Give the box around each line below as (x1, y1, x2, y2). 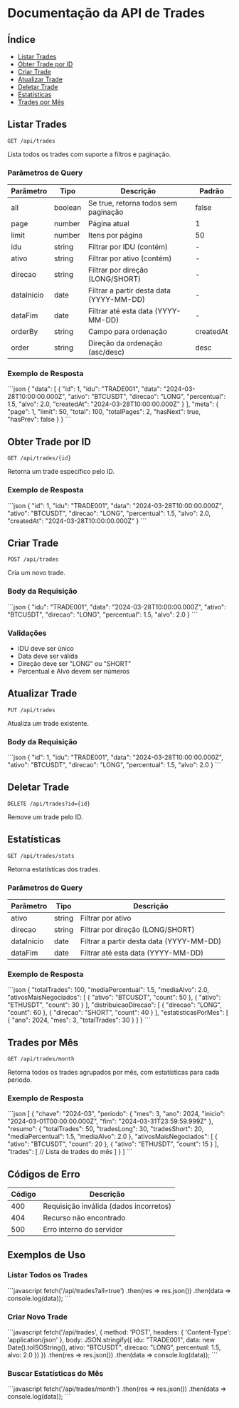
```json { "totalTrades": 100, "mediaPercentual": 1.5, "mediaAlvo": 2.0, (7, 986, 210, 994)
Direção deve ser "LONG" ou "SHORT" (17, 659, 132, 668)
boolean (53, 203, 82, 213)
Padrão (198, 186, 224, 196)
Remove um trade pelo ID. (7, 812, 83, 821)
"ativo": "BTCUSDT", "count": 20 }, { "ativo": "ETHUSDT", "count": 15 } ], (7, 1140, 219, 1148)
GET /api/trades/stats (7, 852, 75, 859)
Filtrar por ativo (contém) (87, 253, 172, 263)
